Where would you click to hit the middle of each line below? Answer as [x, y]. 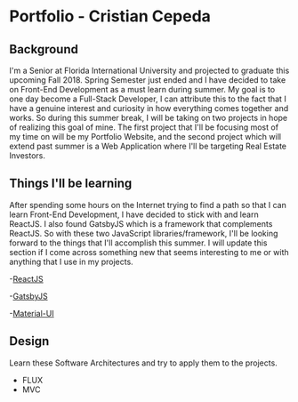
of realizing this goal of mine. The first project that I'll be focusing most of [144, 127]
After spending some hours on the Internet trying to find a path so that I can [148, 205]
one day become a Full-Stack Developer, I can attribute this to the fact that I [148, 99]
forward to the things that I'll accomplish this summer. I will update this [139, 243]
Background [44, 49]
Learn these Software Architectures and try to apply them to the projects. [143, 363]
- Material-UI [32, 313]
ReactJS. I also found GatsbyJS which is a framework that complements [141, 223]
